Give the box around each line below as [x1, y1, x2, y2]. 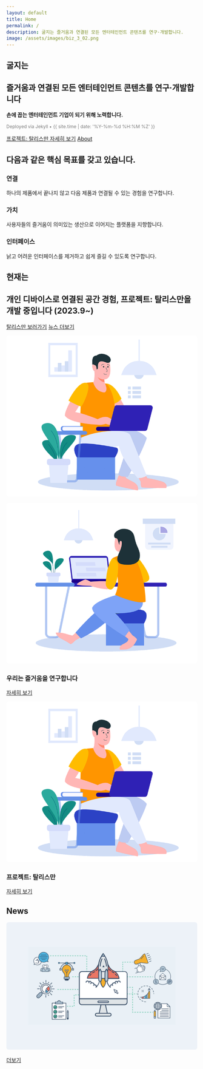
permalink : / [6, 22, 39, 29]
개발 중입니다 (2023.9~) [6, 306, 94, 316]
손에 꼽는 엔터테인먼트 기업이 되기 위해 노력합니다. [6, 111, 123, 118]
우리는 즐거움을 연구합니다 [6, 674, 78, 683]
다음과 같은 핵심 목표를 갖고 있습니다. [6, 155, 136, 165]
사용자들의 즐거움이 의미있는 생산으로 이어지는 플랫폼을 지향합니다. [6, 221, 164, 228]
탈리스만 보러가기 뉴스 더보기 [6, 323, 75, 330]
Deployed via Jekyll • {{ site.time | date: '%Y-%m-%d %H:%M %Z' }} [6, 123, 156, 130]
